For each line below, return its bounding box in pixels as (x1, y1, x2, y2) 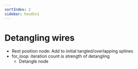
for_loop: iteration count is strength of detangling (11, 54, 110, 59)
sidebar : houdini (4, 12, 40, 16)
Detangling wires (4, 32, 75, 43)
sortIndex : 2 (4, 7, 31, 12)
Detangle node (18, 58, 49, 64)
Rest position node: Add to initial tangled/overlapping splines (11, 48, 134, 54)
